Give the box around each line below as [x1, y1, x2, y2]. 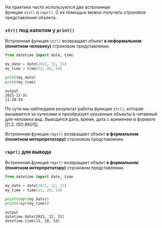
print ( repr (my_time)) [5, 201, 49, 206]
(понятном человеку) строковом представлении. [5, 43, 110, 49]
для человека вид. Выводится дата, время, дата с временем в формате [5, 116, 156, 122]
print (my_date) [5, 75, 36, 80]
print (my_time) [5, 80, 36, 85]
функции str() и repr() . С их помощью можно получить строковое [5, 9, 146, 15]
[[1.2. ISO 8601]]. [5, 121, 39, 127]
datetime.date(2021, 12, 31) [5, 214, 65, 219]
